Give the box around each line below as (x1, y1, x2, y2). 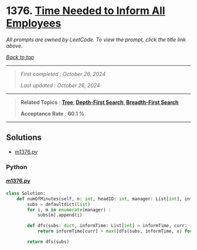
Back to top (6, 53, 34, 60)
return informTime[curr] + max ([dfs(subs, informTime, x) (37, 228, 182, 234)
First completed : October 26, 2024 (20, 70, 106, 77)
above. (6, 42, 23, 49)
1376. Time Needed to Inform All (6, 4, 165, 18)
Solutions (6, 133, 42, 143)
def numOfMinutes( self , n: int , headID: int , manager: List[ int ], (16, 195, 182, 202)
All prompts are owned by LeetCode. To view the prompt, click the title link (6, 36, 186, 43)
